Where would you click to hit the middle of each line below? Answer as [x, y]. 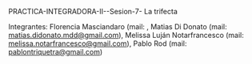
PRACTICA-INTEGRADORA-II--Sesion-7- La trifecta [93, 11]
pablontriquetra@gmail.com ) [56, 52]
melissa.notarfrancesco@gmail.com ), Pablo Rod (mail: [98, 43]
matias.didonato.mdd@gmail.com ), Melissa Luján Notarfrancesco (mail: [126, 35]
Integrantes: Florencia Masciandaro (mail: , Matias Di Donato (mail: [118, 26]
